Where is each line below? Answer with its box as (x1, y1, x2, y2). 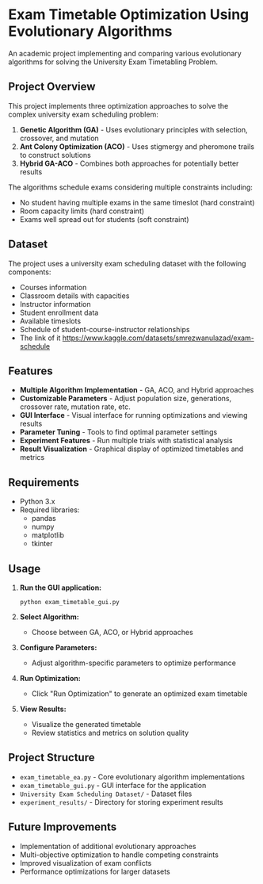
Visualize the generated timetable (31, 720, 141, 729)
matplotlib (31, 530, 65, 540)
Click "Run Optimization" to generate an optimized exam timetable (31, 689, 248, 698)
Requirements (8, 476, 79, 489)
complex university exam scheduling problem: (8, 109, 158, 119)
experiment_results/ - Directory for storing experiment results (19, 797, 223, 806)
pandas (31, 514, 57, 523)
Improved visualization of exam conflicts (19, 858, 152, 867)
